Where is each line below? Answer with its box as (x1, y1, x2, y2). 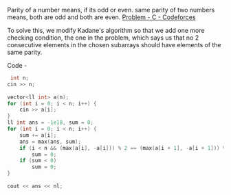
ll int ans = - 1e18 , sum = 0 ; (7, 119, 94, 126)
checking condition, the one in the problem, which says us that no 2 (7, 34, 199, 42)
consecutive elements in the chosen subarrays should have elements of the (7, 41, 221, 49)
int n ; (10, 75, 30, 81)
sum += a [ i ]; (19, 131, 57, 139)
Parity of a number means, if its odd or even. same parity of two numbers (7, 6, 215, 14)
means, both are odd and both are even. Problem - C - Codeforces (7, 13, 196, 21)
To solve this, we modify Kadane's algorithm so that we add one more (7, 27, 205, 34)
